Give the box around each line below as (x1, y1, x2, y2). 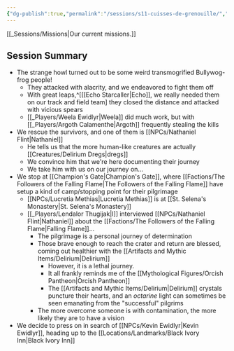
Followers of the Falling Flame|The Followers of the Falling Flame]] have (16, 180, 224, 188)
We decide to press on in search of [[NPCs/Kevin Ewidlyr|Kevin (16, 322, 199, 330)
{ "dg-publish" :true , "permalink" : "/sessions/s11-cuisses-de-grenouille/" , (6, 10, 226, 18)
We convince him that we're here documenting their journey (27, 158, 200, 166)
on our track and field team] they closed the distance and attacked (27, 98, 219, 106)
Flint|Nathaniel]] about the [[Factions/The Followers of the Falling (27, 217, 214, 226)
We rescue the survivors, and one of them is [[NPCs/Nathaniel (16, 128, 196, 137)
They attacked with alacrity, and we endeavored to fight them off (27, 83, 214, 92)
